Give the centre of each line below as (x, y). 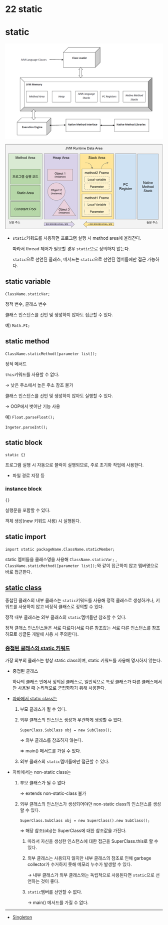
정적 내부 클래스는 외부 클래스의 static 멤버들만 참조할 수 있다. (66, 617)
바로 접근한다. (19, 572)
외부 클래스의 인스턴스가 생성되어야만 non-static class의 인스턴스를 (86, 804)
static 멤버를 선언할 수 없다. (55, 891)
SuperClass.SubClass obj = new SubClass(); (66, 730)
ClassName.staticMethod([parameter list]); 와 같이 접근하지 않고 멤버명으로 (82, 565)
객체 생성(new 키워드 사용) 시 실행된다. (43, 521)
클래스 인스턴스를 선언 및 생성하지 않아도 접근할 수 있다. (59, 314)
